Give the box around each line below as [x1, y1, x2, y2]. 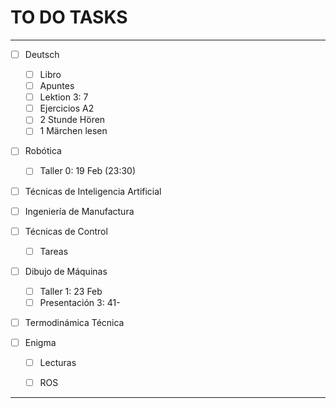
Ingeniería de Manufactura [24, 205, 135, 217]
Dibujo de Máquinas [24, 265, 108, 277]
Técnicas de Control [24, 225, 108, 237]
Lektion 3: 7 [39, 91, 89, 103]
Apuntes [39, 80, 75, 92]
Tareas [39, 245, 69, 257]
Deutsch [24, 48, 60, 60]
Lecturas [39, 357, 77, 369]
